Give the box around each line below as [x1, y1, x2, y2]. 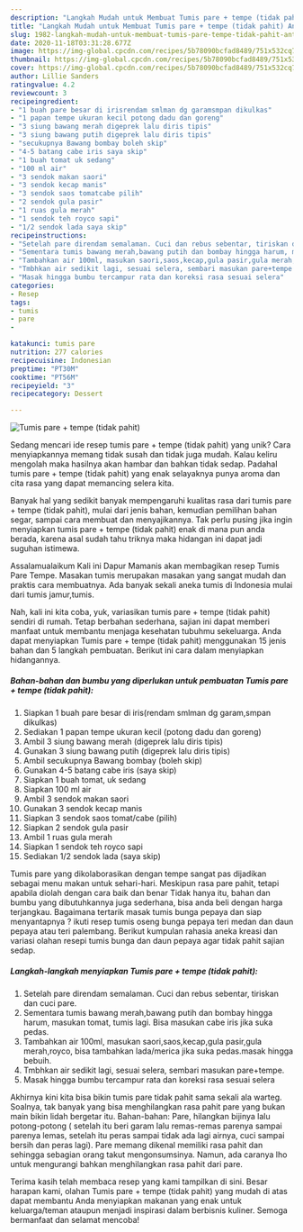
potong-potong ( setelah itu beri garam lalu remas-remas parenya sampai [10, 1120, 282, 1131]
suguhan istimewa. [10, 543, 80, 554]
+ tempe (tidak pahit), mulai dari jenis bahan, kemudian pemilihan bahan [10, 505, 278, 516]
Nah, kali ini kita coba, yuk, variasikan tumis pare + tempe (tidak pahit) [10, 607, 271, 618]
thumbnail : [10, 55, 51, 64]
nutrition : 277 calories [10, 348, 103, 357]
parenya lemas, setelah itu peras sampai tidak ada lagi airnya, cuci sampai [10, 1130, 285, 1141]
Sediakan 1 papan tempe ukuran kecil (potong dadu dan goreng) [22, 727, 262, 738]
